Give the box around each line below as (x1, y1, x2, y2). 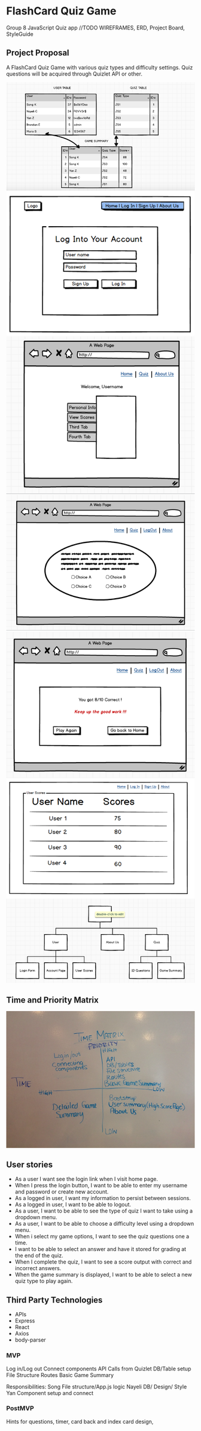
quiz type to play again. (14, 1277, 73, 1285)
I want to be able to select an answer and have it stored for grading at (14, 1246, 187, 1253)
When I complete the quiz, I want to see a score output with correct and (14, 1258, 192, 1265)
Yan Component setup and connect (6, 1389, 94, 1396)
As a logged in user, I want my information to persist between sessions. (14, 1195, 191, 1202)
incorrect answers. (14, 1265, 62, 1272)
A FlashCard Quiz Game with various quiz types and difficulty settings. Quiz (6, 64, 193, 71)
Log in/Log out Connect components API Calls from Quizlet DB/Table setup (6, 1365, 191, 1372)
